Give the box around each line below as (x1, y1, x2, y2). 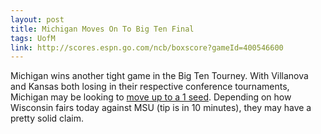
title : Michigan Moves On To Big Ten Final (10, 24, 195, 34)
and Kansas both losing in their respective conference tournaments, (10, 81, 290, 93)
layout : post (10, 14, 65, 25)
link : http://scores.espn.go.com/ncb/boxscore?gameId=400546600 (10, 42, 284, 53)
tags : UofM (10, 33, 56, 43)
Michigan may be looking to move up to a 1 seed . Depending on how (10, 91, 292, 103)
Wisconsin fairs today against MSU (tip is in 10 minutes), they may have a (10, 102, 312, 114)
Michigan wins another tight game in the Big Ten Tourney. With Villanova (10, 70, 309, 82)
